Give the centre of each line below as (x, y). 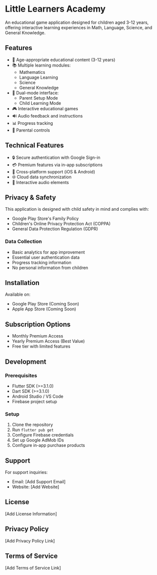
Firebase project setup (34, 401)
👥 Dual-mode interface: (35, 93)
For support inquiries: (26, 473)
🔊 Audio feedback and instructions (47, 116)
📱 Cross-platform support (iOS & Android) (54, 171)
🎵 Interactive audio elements (40, 182)
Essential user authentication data (46, 257)
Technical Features (35, 145)
